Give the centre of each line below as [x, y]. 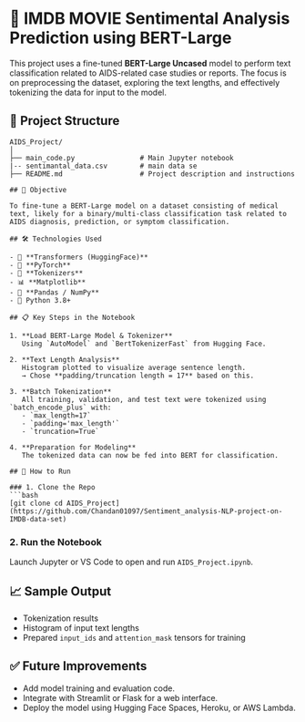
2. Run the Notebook [56, 541]
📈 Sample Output [61, 592]
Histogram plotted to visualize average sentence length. [134, 367]
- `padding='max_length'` [71, 423]
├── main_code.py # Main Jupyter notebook [122, 158]
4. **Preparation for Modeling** [73, 447]
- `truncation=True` [61, 431]
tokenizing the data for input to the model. [88, 92]
